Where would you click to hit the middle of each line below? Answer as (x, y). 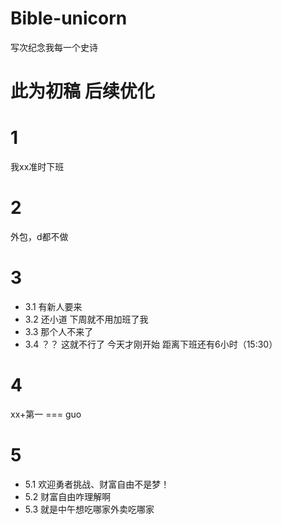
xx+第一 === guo (46, 414)
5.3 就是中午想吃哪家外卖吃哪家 (89, 509)
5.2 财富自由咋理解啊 (68, 496)
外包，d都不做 (39, 236)
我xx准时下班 (37, 167)
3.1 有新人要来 (53, 306)
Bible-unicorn (69, 18)
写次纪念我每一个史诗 (54, 47)
